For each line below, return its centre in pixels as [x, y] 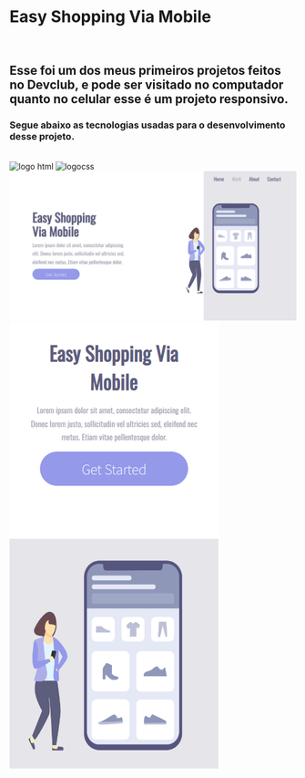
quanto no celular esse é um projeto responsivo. [149, 99]
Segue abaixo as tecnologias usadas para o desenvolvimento [147, 125]
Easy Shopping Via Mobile [111, 17]
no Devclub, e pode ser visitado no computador [147, 85]
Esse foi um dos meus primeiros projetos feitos [146, 71]
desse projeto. [42, 137]
